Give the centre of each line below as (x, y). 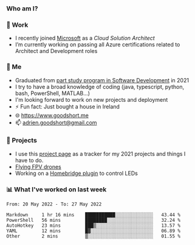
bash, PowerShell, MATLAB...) (52, 93)
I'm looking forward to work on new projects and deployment (91, 99)
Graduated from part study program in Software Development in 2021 (102, 80)
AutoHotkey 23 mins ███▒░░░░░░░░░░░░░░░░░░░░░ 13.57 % (94, 226)
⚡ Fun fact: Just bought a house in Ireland (67, 106)
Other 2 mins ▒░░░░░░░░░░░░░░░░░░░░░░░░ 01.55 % (94, 236)
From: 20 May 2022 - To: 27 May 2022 (54, 204)
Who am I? (22, 9)
